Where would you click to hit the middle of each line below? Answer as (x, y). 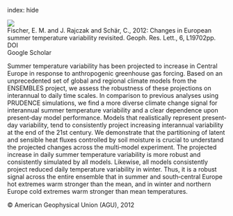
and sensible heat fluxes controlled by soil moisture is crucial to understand (115, 140)
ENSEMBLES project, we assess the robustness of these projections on (109, 88)
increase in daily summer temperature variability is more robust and (104, 155)
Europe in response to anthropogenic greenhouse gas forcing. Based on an (115, 73)
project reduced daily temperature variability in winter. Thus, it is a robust (112, 169)
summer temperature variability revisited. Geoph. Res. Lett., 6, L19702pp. (112, 38)
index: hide (23, 10)
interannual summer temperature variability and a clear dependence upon (113, 110)
